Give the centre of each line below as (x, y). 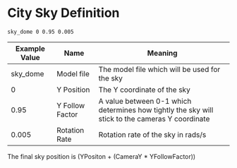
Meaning (162, 53)
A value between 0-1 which (145, 101)
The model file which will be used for (159, 69)
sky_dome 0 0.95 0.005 (41, 32)
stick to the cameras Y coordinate (154, 119)
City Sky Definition (63, 13)
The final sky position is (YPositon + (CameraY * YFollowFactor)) (102, 156)
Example (30, 49)
